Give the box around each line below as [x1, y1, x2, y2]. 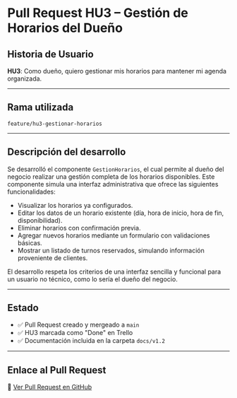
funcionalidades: [7, 187, 56, 196]
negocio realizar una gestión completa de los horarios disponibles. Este [7, 172, 215, 181]
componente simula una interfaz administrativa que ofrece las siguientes [7, 180, 219, 188]
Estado [7, 302, 39, 314]
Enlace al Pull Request [7, 364, 107, 376]
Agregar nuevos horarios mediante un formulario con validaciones [17, 231, 210, 240]
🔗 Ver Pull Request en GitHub [7, 383, 92, 392]
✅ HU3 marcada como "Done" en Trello [17, 329, 133, 337]
